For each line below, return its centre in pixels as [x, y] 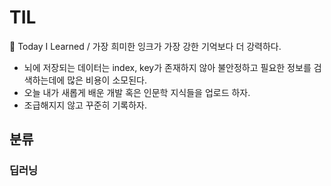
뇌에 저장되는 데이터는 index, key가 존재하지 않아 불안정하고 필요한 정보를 [167, 67]
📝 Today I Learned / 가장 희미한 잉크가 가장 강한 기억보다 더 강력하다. [145, 46]
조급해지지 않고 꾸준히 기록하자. [85, 105]
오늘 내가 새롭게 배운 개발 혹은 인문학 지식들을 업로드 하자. [137, 92]
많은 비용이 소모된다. [107, 80]
